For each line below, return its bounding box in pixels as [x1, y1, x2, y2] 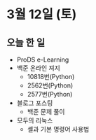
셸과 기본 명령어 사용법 [27, 125, 90, 133]
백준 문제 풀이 [27, 108, 65, 115]
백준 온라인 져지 [16, 64, 60, 72]
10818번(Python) [27, 73, 75, 80]
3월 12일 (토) [6, 6, 77, 22]
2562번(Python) [27, 81, 74, 90]
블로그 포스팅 [16, 99, 53, 107]
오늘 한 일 [6, 36, 46, 48]
